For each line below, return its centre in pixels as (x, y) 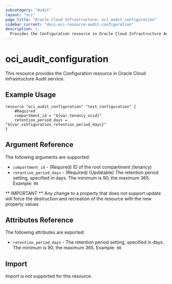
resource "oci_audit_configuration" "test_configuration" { (71, 106)
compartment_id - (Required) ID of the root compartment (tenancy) (82, 167)
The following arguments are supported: (48, 157)
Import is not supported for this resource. (49, 276)
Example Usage (31, 95)
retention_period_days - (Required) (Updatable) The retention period (85, 172)
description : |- (23, 29)
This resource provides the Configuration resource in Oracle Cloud (76, 73)
